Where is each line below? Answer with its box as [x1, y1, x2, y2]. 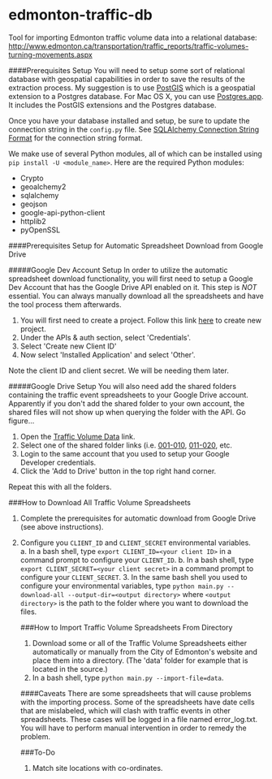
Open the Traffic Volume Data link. [19, 431, 136, 441]
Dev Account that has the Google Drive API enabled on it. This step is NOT [8, 282, 257, 292]
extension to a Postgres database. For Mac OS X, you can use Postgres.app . [8, 91, 264, 101]
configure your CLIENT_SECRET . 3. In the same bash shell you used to [19, 572, 248, 582]
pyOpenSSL [19, 225, 61, 235]
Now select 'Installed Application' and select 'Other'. [19, 349, 196, 359]
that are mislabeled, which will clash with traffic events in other [19, 705, 231, 716]
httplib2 [19, 216, 46, 226]
